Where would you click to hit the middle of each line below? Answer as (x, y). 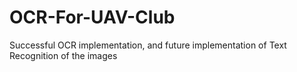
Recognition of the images (63, 55)
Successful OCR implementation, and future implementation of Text (148, 45)
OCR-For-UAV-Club (92, 17)
